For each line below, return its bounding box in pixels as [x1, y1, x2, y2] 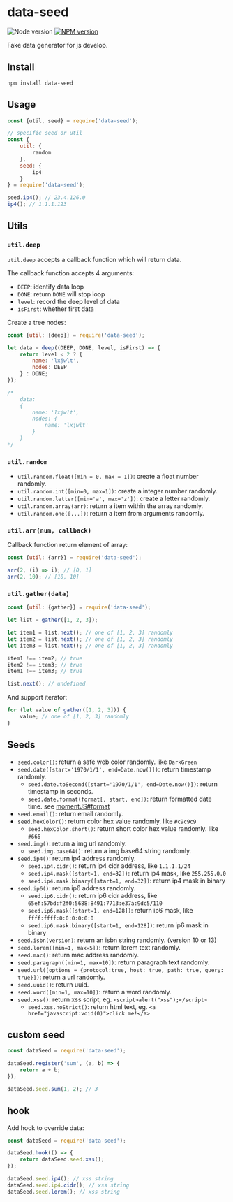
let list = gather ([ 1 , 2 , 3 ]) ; [7, 616, 98, 624]
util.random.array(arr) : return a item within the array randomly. [17, 502, 204, 510]
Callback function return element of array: [7, 541, 128, 549]
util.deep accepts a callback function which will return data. [7, 255, 182, 263]
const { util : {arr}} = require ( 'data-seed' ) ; [7, 554, 142, 561]
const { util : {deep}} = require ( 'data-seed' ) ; [7, 331, 145, 339]
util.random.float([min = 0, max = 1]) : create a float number [17, 472, 199, 481]
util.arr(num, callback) [7, 526, 92, 535]
